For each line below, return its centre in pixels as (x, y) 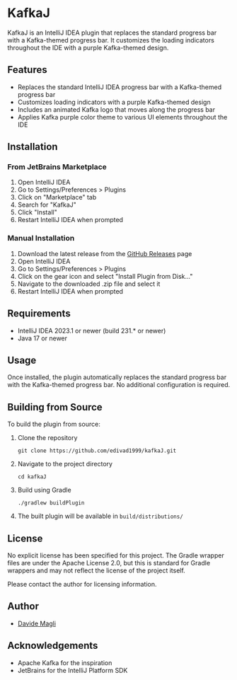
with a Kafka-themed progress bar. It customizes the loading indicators (111, 40)
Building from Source (55, 407)
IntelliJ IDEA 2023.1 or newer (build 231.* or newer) (92, 330)
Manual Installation (41, 238)
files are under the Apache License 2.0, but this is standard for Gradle (109, 563)
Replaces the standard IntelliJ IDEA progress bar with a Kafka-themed (119, 87)
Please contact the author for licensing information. (82, 584)
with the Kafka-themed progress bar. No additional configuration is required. (119, 385)
